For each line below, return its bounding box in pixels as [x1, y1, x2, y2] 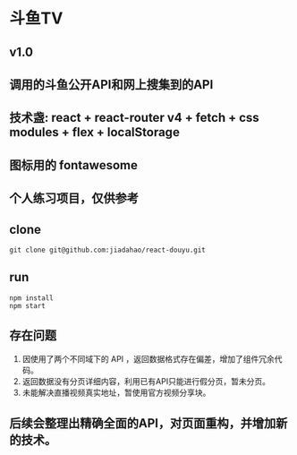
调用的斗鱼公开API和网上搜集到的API [9, 77, 214, 92]
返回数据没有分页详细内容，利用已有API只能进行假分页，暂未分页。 [21, 375, 271, 386]
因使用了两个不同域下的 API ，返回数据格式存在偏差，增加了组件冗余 [21, 353, 276, 364]
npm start [9, 301, 47, 310]
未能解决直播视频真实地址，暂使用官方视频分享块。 [21, 387, 211, 398]
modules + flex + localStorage [9, 124, 181, 140]
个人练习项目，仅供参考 [9, 191, 139, 206]
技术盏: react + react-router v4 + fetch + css [9, 110, 259, 125]
